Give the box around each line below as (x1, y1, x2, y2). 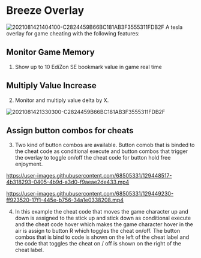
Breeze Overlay (6, 4, 85, 17)
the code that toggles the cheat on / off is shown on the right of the (14, 240, 182, 247)
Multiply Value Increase (6, 80, 97, 91)
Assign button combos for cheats (6, 125, 134, 136)
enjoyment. (14, 160, 43, 168)
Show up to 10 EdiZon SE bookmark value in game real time (14, 63, 162, 70)
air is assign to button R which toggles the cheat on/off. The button (14, 227, 181, 235)
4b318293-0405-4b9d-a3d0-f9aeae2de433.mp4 (6, 178, 130, 186)
